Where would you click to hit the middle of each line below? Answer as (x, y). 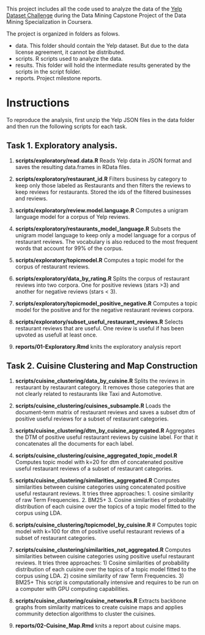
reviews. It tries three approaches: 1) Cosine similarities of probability (102, 563)
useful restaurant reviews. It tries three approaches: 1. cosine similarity (104, 493)
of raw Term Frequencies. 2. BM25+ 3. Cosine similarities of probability (105, 500)
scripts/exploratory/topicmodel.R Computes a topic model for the (99, 260)
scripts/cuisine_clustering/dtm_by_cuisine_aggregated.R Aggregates (105, 430)
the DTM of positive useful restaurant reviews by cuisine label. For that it (106, 437)
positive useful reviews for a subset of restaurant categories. (92, 419)
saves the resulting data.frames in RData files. (73, 167)
